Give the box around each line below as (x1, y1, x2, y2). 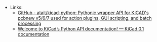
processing (17, 20, 42, 26)
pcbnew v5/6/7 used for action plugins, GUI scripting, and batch (17, 15, 152, 21)
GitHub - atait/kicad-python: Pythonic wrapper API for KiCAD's (17, 10, 149, 16)
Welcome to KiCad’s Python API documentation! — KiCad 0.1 (17, 26, 144, 32)
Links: (10, 5, 23, 10)
